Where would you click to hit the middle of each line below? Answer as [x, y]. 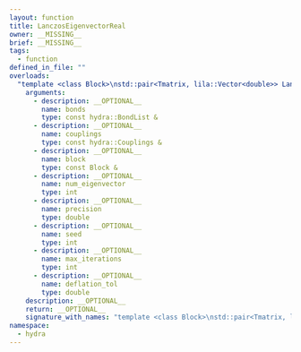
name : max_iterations [82, 259]
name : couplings [72, 134]
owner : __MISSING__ [46, 34]
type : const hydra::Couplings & [102, 142]
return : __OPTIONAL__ [65, 309]
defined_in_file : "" [48, 68]
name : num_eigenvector [84, 185]
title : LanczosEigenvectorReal [68, 26]
